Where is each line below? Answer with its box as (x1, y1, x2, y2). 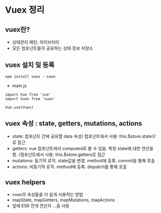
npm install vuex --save (5, 74, 56, 79)
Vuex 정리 (5, 4, 45, 16)
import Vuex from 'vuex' (5, 96, 56, 101)
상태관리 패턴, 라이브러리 (12, 39, 60, 45)
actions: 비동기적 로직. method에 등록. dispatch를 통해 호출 (12, 164, 127, 170)
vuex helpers (5, 178, 46, 187)
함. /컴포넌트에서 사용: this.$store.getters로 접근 (12, 152, 105, 157)
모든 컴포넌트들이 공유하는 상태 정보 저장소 (12, 45, 94, 51)
